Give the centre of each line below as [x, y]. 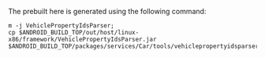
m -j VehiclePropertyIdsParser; [61, 26]
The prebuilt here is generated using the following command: [107, 11]
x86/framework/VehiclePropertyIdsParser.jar [82, 39]
